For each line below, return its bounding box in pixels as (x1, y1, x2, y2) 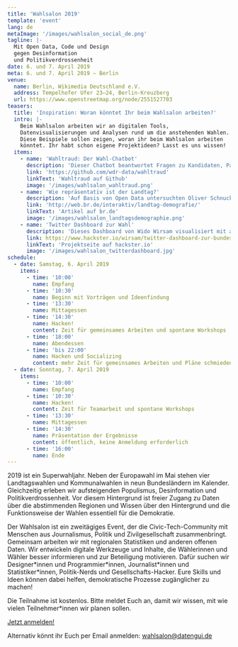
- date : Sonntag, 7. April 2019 (13, 366, 110, 373)
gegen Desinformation (13, 50, 78, 57)
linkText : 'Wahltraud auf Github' (25, 175, 129, 182)
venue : (7, 76, 27, 84)
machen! (7, 583, 33, 592)
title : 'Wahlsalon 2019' (7, 10, 81, 18)
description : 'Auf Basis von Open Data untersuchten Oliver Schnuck (25, 195, 233, 202)
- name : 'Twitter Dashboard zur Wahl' (20, 221, 135, 228)
